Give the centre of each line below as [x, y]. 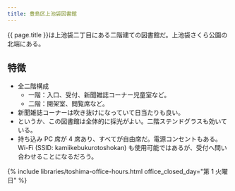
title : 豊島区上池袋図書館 [42, 14]
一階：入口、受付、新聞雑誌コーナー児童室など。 [99, 95]
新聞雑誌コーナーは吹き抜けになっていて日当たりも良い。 [101, 113]
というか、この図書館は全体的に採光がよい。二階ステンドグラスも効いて [122, 121]
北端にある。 [26, 44]
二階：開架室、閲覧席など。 [68, 104]
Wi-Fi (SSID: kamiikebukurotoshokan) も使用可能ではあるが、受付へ [116, 148]
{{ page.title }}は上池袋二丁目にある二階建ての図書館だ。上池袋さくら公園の [117, 35]
